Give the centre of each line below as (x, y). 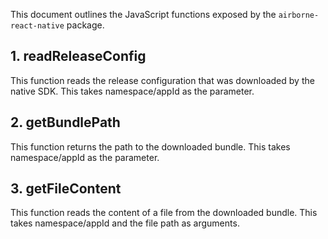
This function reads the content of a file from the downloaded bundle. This (164, 213)
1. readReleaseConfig (78, 56)
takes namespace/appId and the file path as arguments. (125, 223)
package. (85, 25)
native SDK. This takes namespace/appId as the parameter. (132, 91)
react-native (37, 26)
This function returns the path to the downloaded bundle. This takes (150, 146)
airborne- (299, 15)
